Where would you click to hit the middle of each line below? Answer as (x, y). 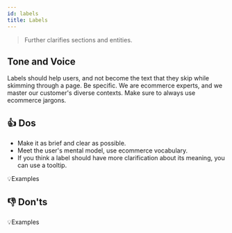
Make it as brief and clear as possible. (72, 144)
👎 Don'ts (27, 202)
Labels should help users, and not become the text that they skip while (108, 78)
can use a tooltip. (42, 165)
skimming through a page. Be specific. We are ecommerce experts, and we (115, 86)
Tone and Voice (42, 61)
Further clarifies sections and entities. (78, 40)
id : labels (23, 14)
